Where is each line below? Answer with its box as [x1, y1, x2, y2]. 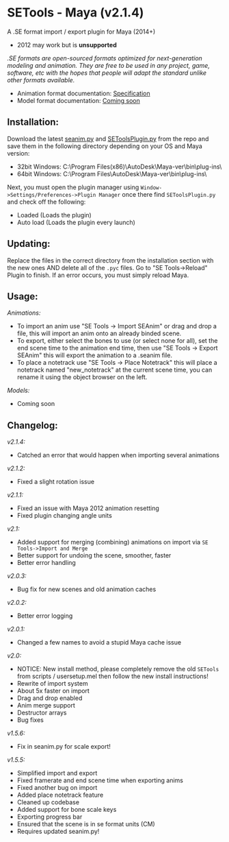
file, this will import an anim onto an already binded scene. [16, 329, 182, 337]
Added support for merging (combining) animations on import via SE [16, 538, 208, 546]
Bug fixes [16, 716, 44, 724]
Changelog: [7, 420, 58, 431]
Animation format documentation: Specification [16, 89, 150, 97]
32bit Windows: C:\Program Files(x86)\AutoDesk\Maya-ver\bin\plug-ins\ [16, 163, 222, 171]
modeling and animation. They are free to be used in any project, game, [7, 61, 211, 69]
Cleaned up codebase [16, 798, 80, 806]
